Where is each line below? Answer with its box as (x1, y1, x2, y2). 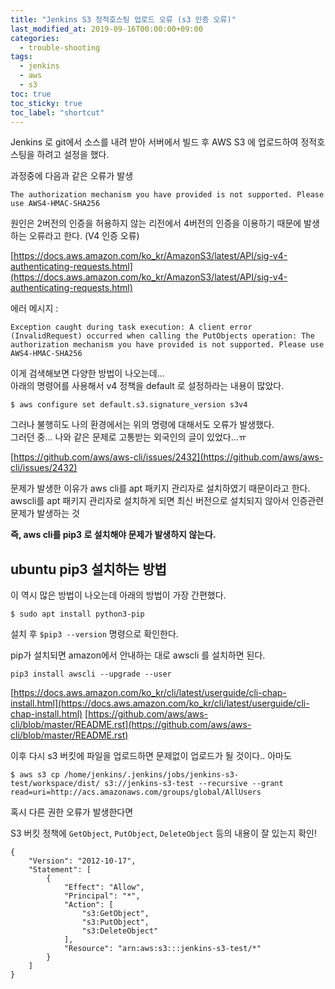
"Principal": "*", (63, 891, 141, 901)
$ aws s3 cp (10, 770, 60, 780)
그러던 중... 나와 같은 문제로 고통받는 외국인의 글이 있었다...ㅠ (10, 431, 247, 443)
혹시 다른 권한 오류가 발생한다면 (10, 806, 134, 818)
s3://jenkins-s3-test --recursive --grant (104, 779, 284, 789)
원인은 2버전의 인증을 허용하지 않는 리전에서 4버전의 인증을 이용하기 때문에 (10, 217, 302, 230)
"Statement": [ (28, 865, 92, 875)
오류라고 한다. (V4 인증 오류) (28, 230, 140, 242)
